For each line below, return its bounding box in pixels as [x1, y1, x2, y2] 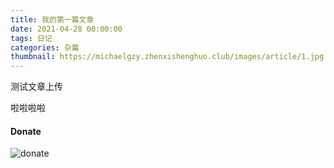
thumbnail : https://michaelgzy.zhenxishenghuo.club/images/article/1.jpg [10, 52, 325, 62]
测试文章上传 [10, 81, 63, 93]
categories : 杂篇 [10, 42, 80, 53]
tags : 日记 [10, 33, 53, 43]
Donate [10, 125, 42, 137]
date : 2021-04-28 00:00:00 [10, 24, 123, 34]
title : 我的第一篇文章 [10, 14, 95, 25]
